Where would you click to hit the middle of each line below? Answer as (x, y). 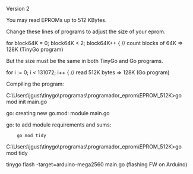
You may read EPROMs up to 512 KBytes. (56, 20)
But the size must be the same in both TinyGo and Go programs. (85, 61)
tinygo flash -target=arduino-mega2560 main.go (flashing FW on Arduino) (97, 164)
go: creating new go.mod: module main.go (58, 113)
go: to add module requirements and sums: (59, 125)
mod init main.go (27, 102)
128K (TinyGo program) (35, 49)
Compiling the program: (35, 84)
